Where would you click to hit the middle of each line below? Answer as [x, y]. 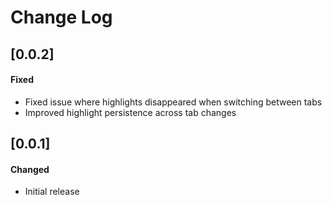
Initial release [52, 192]
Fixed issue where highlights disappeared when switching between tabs [173, 102]
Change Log [61, 17]
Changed [30, 169]
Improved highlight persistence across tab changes [130, 112]
